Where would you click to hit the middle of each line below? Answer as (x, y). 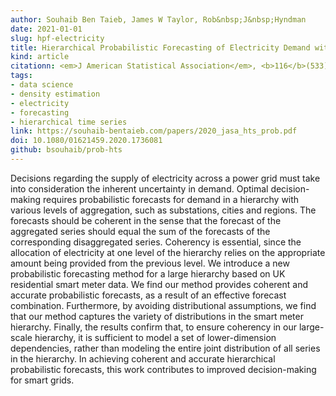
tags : (21, 76)
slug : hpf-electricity (57, 38)
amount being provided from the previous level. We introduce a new (150, 263)
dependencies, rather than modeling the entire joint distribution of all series (165, 348)
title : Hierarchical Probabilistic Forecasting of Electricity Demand (160, 47)
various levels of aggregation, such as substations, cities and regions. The (163, 210)
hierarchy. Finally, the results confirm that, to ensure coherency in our (153, 327)
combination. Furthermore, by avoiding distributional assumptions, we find (163, 305)
